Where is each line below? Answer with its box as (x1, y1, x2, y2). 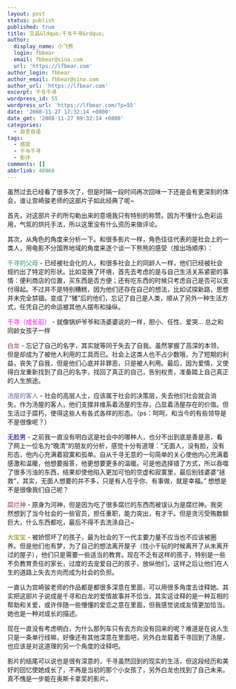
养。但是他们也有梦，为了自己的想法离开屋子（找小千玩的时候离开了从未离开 (7, 541, 229, 550)
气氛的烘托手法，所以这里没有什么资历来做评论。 (19, 219, 162, 228)
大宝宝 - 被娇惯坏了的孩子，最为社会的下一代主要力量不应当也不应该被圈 (7, 532, 217, 541)
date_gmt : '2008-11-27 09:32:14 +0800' (7, 115, 124, 122)
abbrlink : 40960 (7, 167, 55, 174)
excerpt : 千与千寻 (7, 89, 58, 96)
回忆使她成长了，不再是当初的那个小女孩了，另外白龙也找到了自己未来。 (19, 665, 229, 674)
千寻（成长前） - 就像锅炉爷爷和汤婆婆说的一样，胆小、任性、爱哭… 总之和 (7, 317, 224, 326)
